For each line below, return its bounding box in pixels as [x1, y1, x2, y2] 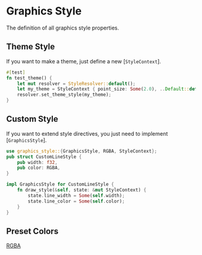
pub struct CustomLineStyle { [6, 154, 82, 160]
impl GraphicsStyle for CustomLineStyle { [6, 181, 114, 187]
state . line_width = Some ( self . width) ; [28, 192, 125, 198]
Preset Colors [6, 226, 59, 236]
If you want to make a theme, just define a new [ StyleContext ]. [6, 57, 161, 65]
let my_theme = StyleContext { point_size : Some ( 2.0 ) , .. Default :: [17, 86, 189, 92]
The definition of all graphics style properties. [6, 24, 119, 31]
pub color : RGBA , [17, 165, 61, 171]
